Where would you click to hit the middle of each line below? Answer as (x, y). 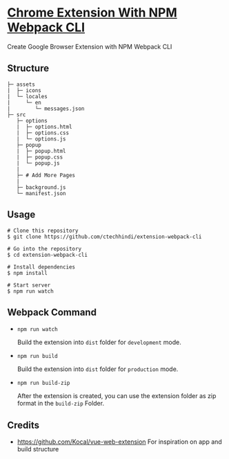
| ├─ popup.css (40, 157)
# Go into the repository (44, 249)
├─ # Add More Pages (46, 175)
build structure (38, 449)
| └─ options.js (41, 139)
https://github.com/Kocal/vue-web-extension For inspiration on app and (119, 442)
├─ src (17, 115)
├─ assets (21, 84)
